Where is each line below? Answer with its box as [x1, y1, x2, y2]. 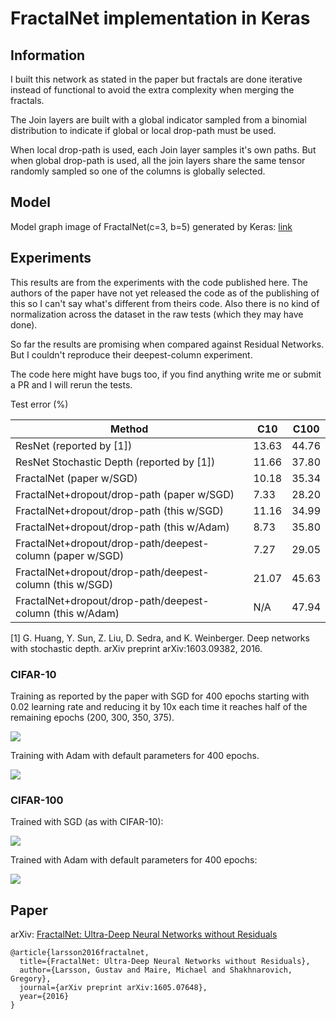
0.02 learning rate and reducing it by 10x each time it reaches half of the [10, 700, 308, 712]
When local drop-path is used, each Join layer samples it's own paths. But [10, 144, 317, 156]
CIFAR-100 [10, 793, 64, 807]
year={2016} [19, 992, 70, 1002]
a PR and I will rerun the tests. [10, 378, 133, 391]
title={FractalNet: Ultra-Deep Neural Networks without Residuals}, [19, 957, 311, 967]
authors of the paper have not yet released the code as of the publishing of [10, 287, 320, 299]
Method [110, 422, 149, 436]
